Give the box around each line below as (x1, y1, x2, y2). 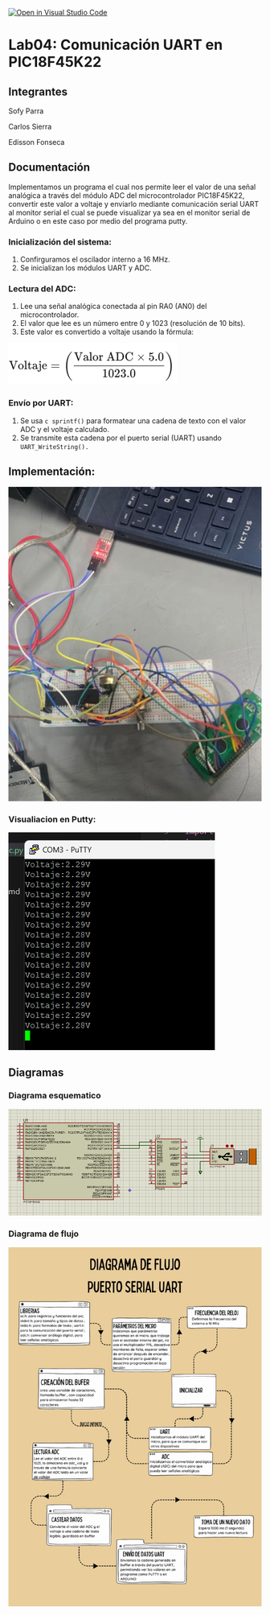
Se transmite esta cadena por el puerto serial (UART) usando (19, 433, 223, 443)
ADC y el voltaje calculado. (19, 424, 110, 434)
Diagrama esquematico (8, 1090, 101, 1102)
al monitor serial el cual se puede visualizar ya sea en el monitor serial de (8, 208, 251, 217)
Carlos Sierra (8, 122, 52, 131)
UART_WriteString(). (19, 443, 89, 451)
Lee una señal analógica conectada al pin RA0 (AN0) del (19, 302, 207, 311)
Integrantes (8, 84, 68, 98)
